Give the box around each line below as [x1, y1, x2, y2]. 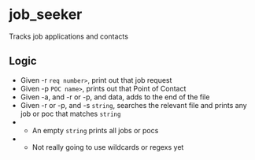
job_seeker [9, 6, 83, 24]
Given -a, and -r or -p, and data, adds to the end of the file [20, 92, 210, 102]
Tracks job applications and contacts [9, 32, 129, 41]
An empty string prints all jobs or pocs [31, 125, 159, 135]
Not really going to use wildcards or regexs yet [31, 142, 184, 151]
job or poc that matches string [20, 109, 121, 118]
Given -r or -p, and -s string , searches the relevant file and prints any [20, 100, 247, 110]
